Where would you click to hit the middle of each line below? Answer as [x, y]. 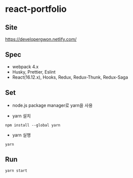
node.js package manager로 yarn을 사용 [52, 105]
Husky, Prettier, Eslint [34, 72]
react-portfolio [36, 9]
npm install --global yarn [33, 125]
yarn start [16, 171]
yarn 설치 [21, 116]
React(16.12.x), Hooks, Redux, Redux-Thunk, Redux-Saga [70, 77]
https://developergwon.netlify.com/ [41, 39]
